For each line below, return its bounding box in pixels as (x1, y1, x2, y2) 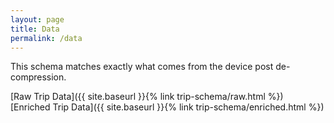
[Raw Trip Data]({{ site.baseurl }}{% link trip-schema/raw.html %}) (10, 91, 284, 103)
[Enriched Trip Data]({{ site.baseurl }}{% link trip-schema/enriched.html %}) (10, 101, 325, 113)
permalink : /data (10, 33, 83, 43)
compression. (10, 71, 67, 83)
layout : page (10, 14, 65, 25)
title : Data (10, 24, 60, 34)
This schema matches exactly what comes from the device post (10, 61, 274, 73)
